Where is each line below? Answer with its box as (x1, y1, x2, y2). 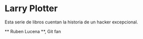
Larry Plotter (4, 3, 58, 14)
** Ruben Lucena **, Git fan (4, 28, 61, 34)
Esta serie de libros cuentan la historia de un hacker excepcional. (4, 19, 138, 25)
